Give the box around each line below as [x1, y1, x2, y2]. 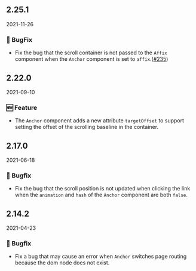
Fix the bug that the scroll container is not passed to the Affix [14, 49, 167, 56]
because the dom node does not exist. [14, 259, 110, 266]
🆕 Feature [6, 103, 38, 112]
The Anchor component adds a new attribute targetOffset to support [14, 117, 184, 124]
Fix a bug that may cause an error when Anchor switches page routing [14, 253, 187, 260]
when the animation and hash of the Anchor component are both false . [14, 191, 188, 199]
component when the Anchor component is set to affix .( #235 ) [14, 56, 169, 63]
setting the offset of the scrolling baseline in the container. [14, 124, 159, 131]
